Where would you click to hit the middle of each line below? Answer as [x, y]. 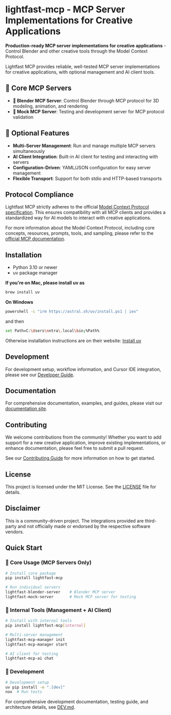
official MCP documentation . [35, 239]
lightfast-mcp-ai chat [29, 658]
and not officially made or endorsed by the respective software [84, 526]
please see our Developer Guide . [40, 375]
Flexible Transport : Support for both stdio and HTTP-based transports [87, 178]
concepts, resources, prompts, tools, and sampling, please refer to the [79, 233]
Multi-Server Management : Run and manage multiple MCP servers [84, 146]
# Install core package [31, 573]
